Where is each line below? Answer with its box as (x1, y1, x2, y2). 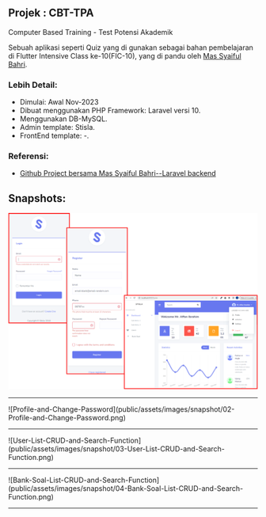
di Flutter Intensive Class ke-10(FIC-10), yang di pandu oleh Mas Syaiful (8, 51, 241, 60)
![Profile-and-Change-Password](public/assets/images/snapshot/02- (8, 405, 235, 414)
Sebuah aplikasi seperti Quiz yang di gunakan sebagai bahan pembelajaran (8, 43, 253, 52)
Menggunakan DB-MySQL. (19, 114, 108, 124)
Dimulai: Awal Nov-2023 (19, 97, 99, 107)
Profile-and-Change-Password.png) (8, 413, 127, 423)
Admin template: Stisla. (19, 123, 95, 132)
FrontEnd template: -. (19, 131, 89, 141)
